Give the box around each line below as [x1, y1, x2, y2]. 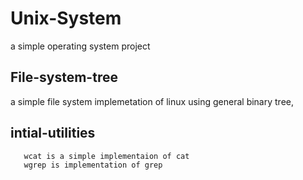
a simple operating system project [10, 40, 151, 52]
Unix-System [10, 7, 122, 30]
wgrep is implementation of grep [23, 160, 163, 170]
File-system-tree [10, 69, 118, 86]
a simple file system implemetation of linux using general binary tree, [10, 95, 294, 107]
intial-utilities [10, 125, 96, 142]
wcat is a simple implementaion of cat [23, 151, 190, 161]
